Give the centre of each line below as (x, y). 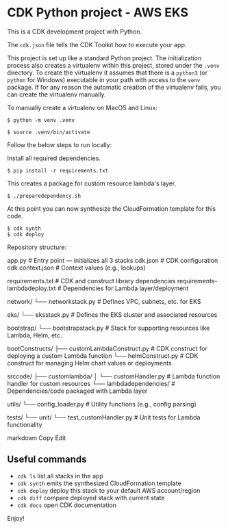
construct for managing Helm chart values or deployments (90, 363)
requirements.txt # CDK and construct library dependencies (91, 281)
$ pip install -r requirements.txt (58, 170)
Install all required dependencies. (54, 158)
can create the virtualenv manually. (56, 94)
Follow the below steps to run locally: (60, 144)
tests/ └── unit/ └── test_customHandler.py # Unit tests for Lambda (104, 417)
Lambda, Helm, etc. (35, 335)
